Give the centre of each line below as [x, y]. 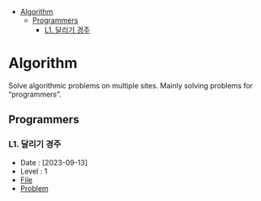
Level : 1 [34, 171]
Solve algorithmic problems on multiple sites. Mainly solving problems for [131, 85]
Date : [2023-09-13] [53, 162]
